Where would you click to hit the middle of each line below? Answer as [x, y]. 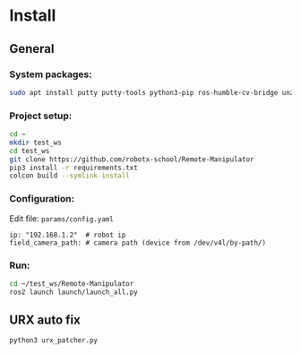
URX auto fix [45, 320]
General [32, 49]
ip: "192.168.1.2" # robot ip [68, 235]
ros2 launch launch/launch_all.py [74, 292]
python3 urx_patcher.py [54, 341]
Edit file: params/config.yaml [61, 218]
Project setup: [41, 116]
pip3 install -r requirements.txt [74, 168]
